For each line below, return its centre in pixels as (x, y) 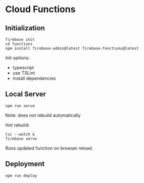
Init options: (17, 58)
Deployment (25, 164)
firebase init (20, 39)
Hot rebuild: (17, 125)
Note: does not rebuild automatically (43, 115)
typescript (23, 67)
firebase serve (21, 139)
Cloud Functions (40, 9)
